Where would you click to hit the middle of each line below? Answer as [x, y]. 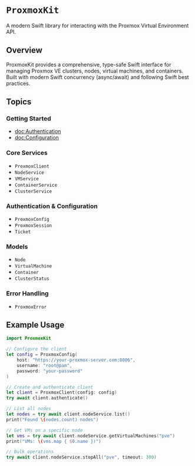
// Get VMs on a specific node [44, 430]
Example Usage [35, 325]
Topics [19, 102]
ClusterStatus [32, 279]
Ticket [23, 232]
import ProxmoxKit [29, 338]
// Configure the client [37, 349]
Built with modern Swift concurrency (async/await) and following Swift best [98, 77]
